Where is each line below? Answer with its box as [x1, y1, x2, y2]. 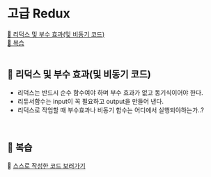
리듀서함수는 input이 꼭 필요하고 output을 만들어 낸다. [17, 97, 164, 105]
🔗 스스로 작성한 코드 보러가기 [7, 161, 86, 170]
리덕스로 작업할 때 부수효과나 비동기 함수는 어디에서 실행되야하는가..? [17, 105, 204, 114]
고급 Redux [7, 6, 71, 22]
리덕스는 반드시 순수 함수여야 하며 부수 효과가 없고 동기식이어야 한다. [17, 88, 203, 97]
